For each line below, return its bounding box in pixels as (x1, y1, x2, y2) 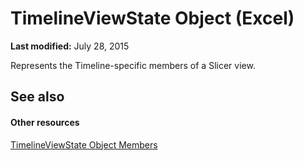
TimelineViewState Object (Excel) (10, 7, 295, 30)
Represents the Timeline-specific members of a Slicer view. (10, 59, 256, 71)
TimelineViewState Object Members (10, 138, 158, 151)
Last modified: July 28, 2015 (10, 40, 130, 52)
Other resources (10, 116, 80, 128)
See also (10, 88, 65, 106)
